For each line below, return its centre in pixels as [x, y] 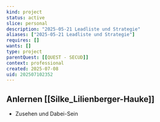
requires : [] [23, 40]
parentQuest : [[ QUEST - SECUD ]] [47, 57]
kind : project [24, 12]
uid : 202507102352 [30, 74]
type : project [24, 52]
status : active [26, 18]
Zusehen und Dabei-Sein [46, 114]
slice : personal [27, 23]
